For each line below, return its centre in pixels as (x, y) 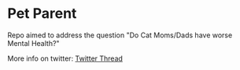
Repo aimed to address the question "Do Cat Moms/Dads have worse (120, 35)
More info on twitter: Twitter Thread (65, 58)
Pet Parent (42, 14)
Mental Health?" (33, 43)
